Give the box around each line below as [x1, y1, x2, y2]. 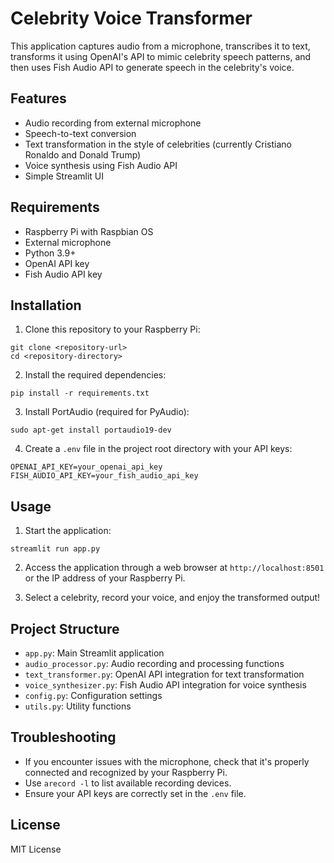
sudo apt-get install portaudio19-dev [10, 425, 172, 436]
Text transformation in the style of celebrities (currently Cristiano [24, 138, 292, 150]
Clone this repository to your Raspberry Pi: [24, 323, 201, 336]
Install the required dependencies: [24, 369, 167, 381]
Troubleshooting [10, 729, 117, 746]
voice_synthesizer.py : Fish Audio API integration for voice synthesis [24, 679, 307, 691]
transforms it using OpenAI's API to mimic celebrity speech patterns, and [10, 50, 312, 62]
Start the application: [24, 525, 112, 537]
